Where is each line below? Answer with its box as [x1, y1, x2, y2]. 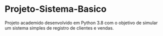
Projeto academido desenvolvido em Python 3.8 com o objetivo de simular [4, 20, 158, 26]
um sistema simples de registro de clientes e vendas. [4, 25, 114, 31]
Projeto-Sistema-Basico [4, 3, 107, 15]
